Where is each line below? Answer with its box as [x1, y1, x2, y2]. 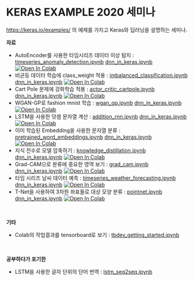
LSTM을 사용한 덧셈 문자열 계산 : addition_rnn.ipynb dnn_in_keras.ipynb [14, 113, 187, 120]
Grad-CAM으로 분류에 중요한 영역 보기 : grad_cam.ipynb [14, 160, 149, 167]
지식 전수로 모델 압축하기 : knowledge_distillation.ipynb [14, 146, 146, 154]
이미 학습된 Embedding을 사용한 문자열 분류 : [14, 126, 121, 134]
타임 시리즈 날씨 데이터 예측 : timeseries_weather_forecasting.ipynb [14, 174, 176, 182]
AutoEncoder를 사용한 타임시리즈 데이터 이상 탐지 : [14, 51, 134, 58]
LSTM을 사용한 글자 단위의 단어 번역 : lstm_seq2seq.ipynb [14, 268, 153, 275]
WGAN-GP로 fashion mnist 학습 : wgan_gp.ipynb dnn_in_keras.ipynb [14, 99, 182, 106]
